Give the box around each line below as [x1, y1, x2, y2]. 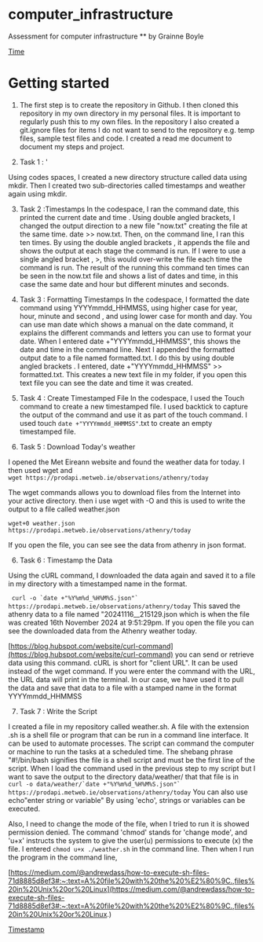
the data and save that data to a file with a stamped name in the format [8, 683, 237, 692]
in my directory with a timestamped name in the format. [8, 579, 188, 588]
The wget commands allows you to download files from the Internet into [8, 487, 241, 497]
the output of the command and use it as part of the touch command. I [19, 410, 247, 420]
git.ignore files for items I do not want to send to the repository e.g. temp [19, 125, 255, 134]
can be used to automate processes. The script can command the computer [8, 739, 254, 748]
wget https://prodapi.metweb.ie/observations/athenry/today [8, 474, 210, 482]
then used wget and [8, 465, 73, 475]
